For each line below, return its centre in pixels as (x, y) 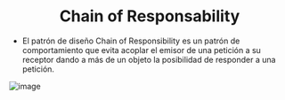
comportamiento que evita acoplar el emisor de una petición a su (141, 50)
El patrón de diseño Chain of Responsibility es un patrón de (131, 41)
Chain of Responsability (150, 16)
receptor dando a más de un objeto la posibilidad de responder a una (149, 59)
